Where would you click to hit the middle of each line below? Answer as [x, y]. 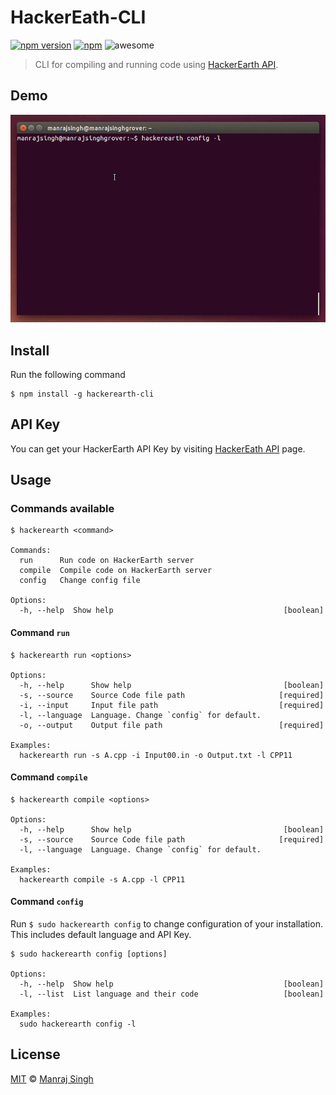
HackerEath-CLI [78, 17]
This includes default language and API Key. [101, 935]
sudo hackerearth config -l [78, 1024]
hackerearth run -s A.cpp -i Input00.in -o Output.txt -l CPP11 [156, 755]
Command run [40, 633]
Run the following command [68, 374]
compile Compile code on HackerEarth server [116, 571]
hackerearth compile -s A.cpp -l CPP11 [102, 879]
